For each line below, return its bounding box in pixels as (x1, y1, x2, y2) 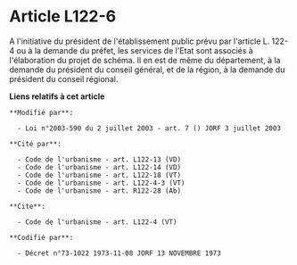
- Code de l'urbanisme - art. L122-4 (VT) (17, 217, 177, 227)
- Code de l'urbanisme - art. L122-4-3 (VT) (17, 178, 186, 187)
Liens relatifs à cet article (9, 91, 105, 102)
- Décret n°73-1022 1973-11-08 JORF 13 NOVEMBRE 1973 (17, 248, 221, 258)
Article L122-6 (9, 6, 117, 27)
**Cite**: (9, 202, 46, 211)
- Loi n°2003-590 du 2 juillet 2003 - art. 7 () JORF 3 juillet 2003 (17, 123, 281, 133)
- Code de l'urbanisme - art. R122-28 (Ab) (17, 186, 181, 195)
